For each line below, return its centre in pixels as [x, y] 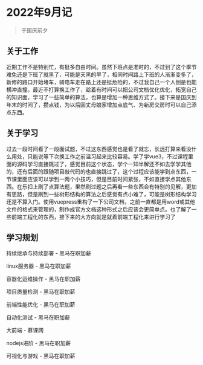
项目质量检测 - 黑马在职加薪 [41, 292]
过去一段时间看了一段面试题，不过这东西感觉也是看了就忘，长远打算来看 [96, 149]
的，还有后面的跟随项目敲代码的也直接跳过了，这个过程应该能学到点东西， [99, 171]
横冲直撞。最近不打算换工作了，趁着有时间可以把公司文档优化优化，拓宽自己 [101, 89]
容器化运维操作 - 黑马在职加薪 [43, 279]
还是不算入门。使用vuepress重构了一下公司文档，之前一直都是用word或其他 [101, 202]
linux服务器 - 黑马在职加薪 [39, 266]
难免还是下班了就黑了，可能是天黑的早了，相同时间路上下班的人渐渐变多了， [101, 74]
